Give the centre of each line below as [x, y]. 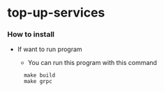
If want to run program [50, 49]
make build [40, 75]
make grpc [38, 82]
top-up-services [56, 13]
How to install [31, 35]
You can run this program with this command [92, 63]
